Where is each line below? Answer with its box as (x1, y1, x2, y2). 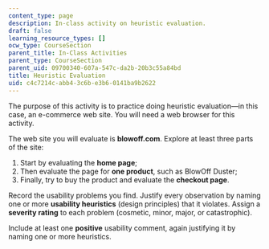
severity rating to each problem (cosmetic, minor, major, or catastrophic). (8, 207, 253, 217)
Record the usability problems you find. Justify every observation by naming (8, 190, 261, 200)
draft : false (8, 27, 52, 35)
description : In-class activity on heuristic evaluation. (8, 19, 206, 27)
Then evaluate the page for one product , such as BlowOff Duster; (19, 166, 238, 176)
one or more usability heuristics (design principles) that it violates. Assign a (8, 198, 261, 209)
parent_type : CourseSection (8, 57, 103, 65)
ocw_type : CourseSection (8, 42, 92, 50)
